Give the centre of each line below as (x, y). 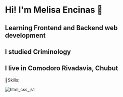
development (25, 35)
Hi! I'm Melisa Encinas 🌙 (54, 10)
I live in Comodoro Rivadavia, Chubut (61, 68)
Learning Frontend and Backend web (61, 28)
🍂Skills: (12, 80)
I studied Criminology (38, 52)
